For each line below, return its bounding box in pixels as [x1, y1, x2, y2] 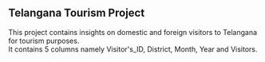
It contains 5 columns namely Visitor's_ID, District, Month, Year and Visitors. [8, 44, 258, 54]
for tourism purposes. [8, 36, 80, 45]
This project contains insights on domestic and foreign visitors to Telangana [8, 27, 258, 37]
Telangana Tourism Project [8, 6, 145, 20]
